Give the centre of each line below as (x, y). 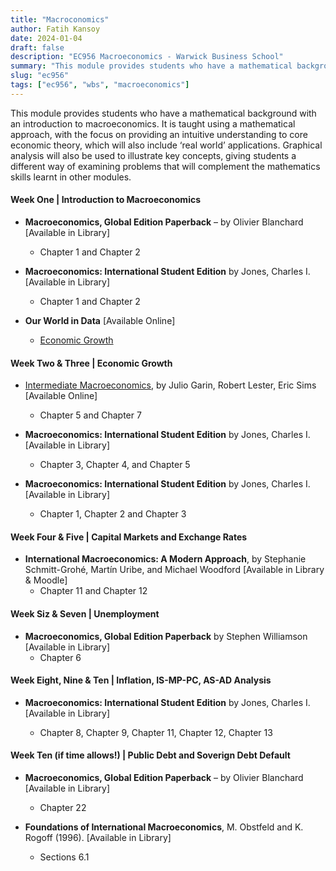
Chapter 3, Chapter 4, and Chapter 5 (115, 465)
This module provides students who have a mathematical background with (163, 113)
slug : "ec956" (40, 76)
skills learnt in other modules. (71, 177)
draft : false (37, 47)
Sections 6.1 (64, 857)
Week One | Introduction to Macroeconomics (106, 200)
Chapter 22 (63, 807)
